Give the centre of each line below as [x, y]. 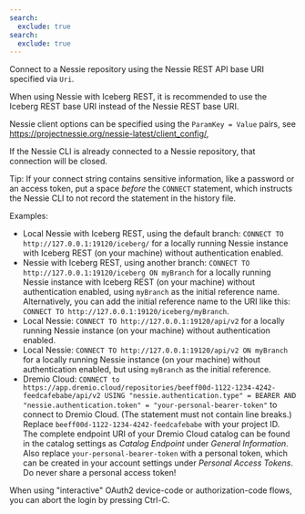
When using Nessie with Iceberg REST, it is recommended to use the [138, 97]
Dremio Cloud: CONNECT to [71, 379]
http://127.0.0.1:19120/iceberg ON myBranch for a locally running [147, 273]
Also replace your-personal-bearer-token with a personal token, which [155, 454]
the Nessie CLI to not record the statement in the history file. [123, 198]
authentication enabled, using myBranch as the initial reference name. [151, 292]
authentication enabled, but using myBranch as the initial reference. [147, 370]
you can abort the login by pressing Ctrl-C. [90, 500]
